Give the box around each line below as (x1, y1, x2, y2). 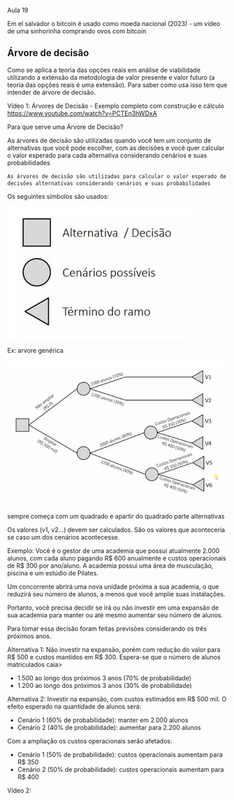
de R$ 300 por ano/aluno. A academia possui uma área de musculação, (7, 561, 214, 570)
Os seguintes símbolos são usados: (7, 192, 110, 200)
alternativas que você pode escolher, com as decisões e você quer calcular (7, 143, 225, 152)
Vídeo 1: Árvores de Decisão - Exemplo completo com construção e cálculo (7, 101, 225, 110)
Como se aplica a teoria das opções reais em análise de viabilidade (7, 66, 201, 74)
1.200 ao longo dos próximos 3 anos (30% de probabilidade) (17, 681, 192, 689)
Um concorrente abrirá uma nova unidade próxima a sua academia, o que (7, 582, 219, 591)
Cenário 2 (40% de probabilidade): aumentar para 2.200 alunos (17, 723, 201, 731)
